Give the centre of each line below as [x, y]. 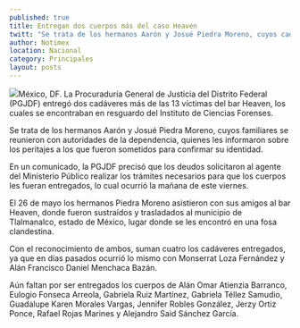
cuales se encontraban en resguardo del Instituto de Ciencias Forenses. [142, 113]
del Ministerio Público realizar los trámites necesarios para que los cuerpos [148, 176]
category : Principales [51, 59]
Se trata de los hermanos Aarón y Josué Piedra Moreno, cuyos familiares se [149, 130]
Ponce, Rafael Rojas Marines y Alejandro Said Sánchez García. [124, 313]
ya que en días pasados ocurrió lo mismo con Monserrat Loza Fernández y [147, 258]
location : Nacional [46, 51]
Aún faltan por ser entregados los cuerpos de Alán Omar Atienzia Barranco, [148, 285]
